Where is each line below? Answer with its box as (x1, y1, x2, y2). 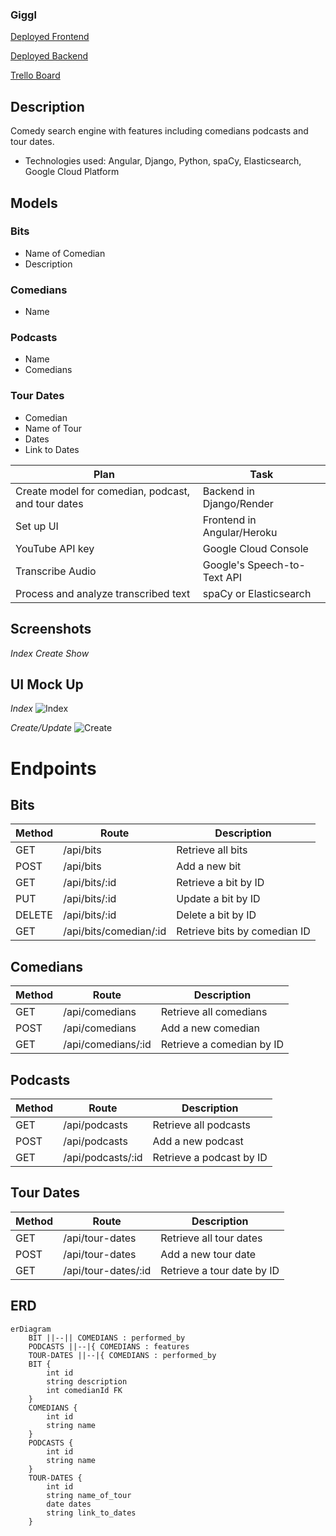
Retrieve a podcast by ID (152, 1150, 268, 1164)
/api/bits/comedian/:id (63, 924, 167, 938)
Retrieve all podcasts (152, 1118, 252, 1132)
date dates (46, 1499, 92, 1509)
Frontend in (202, 513, 257, 527)
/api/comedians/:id (63, 1038, 152, 1052)
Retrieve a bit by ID (176, 876, 265, 890)
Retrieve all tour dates (160, 1231, 263, 1245)
